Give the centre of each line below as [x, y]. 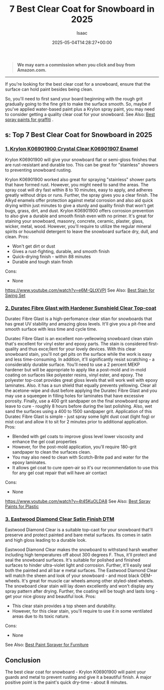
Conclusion [23, 660]
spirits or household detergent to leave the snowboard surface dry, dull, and [82, 231]
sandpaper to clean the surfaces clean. [51, 452]
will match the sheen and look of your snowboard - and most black [72, 575]
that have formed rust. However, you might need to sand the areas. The [77, 184]
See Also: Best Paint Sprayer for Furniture [47, 645]
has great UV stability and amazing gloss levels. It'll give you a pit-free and [80, 323]
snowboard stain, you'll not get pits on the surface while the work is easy [79, 354]
